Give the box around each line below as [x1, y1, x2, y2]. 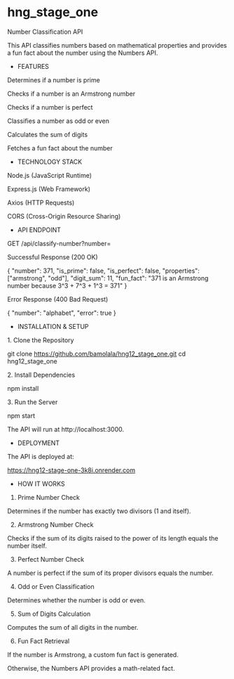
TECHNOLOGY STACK [17, 157, 83, 166]
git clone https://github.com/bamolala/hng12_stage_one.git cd [7, 349, 186, 358]
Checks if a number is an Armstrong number [7, 89, 135, 98]
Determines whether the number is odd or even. [7, 595, 146, 604]
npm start [7, 411, 36, 420]
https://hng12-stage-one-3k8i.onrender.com [7, 465, 135, 474]
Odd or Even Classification [17, 582, 95, 590]
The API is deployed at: [7, 452, 74, 460]
